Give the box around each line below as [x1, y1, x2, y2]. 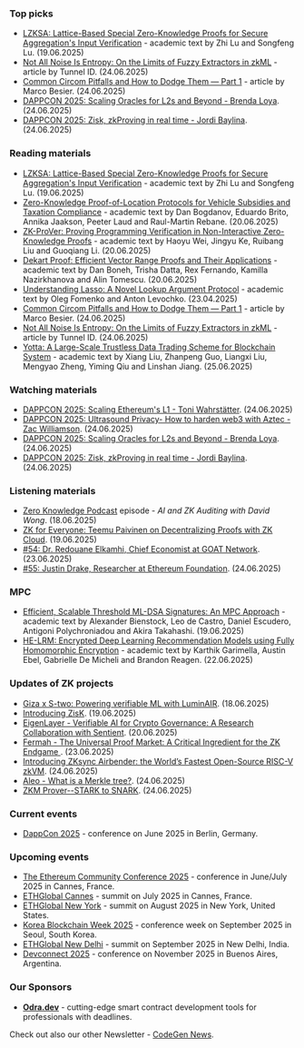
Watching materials [9, 383, 98, 396]
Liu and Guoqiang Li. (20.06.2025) [22, 244, 152, 256]
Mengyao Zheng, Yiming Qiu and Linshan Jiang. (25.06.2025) [22, 361, 253, 371]
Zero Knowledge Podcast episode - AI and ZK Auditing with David [22, 505, 270, 516]
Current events [9, 807, 78, 820]
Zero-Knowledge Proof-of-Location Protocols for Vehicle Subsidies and [22, 196, 290, 207]
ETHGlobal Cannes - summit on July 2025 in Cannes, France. [22, 891, 252, 902]
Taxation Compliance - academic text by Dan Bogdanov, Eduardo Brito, [22, 206, 289, 217]
